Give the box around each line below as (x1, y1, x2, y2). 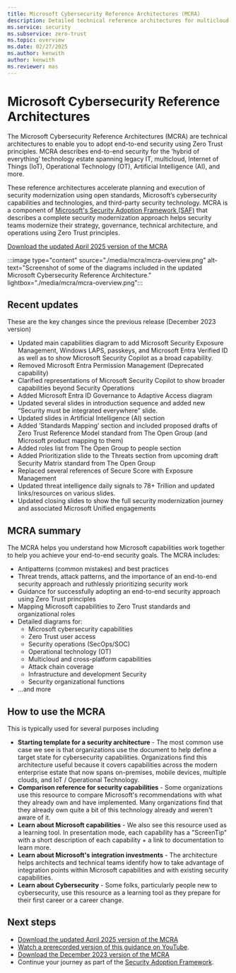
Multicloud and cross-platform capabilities (28, 655, 152, 664)
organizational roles (17, 610, 76, 618)
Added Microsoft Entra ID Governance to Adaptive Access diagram (17, 391, 213, 400)
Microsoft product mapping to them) (17, 437, 124, 445)
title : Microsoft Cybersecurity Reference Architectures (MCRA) (7, 10, 201, 18)
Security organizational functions (28, 677, 125, 686)
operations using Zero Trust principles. (7, 228, 120, 237)
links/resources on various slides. (17, 489, 116, 497)
